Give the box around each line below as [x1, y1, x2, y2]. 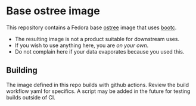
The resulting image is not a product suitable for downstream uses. [14, 35, 180, 42]
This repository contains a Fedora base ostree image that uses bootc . [6, 24, 177, 31]
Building [6, 66, 38, 76]
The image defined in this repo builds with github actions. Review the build [6, 81, 189, 88]
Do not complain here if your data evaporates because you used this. [14, 48, 185, 55]
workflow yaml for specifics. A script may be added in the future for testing [6, 88, 191, 95]
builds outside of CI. [6, 93, 55, 101]
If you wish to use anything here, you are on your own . [14, 42, 149, 49]
